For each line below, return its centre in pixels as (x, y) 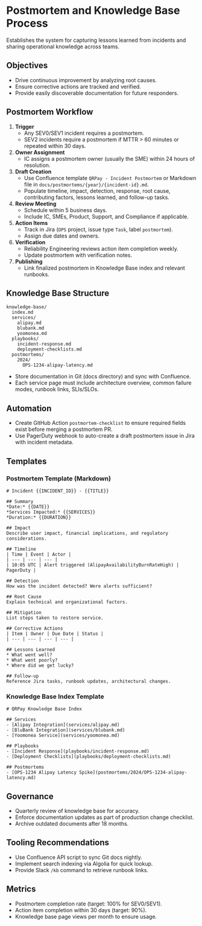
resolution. (37, 165)
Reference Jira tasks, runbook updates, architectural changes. (89, 681)
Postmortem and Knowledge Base (93, 11)
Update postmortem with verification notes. (78, 255)
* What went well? (29, 655)
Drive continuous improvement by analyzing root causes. (86, 80)
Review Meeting (36, 204)
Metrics (21, 889)
